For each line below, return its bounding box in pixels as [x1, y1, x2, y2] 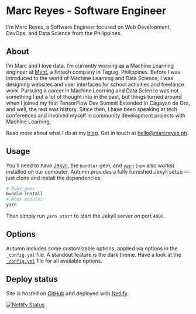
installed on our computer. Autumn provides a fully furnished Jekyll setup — [6, 168, 190, 175]
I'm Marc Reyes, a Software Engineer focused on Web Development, [6, 23, 171, 30]
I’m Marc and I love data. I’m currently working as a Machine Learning [6, 62, 174, 69]
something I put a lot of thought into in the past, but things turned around [6, 93, 182, 100]
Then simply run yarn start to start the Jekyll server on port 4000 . [6, 212, 166, 220]
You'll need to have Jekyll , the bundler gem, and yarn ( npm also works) [6, 162, 175, 169]
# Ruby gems [6, 185, 35, 191]
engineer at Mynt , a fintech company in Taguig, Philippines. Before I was [6, 68, 181, 75]
